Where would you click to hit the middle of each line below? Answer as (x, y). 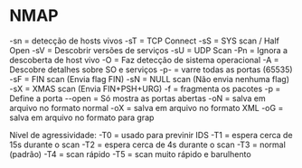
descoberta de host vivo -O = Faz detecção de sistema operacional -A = (144, 60)
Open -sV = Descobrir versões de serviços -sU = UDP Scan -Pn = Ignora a (148, 50)
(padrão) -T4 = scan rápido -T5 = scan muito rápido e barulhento (130, 154)
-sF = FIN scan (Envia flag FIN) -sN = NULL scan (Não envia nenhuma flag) (149, 79)
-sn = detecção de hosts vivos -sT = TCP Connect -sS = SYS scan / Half (145, 41)
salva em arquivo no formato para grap (82, 117)
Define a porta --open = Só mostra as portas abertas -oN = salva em (137, 98)
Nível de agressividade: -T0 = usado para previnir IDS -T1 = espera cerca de (151, 135)
